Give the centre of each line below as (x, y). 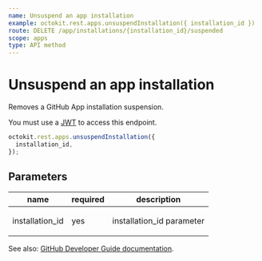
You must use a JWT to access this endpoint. (83, 123)
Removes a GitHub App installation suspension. (86, 107)
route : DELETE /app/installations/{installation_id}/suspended (116, 30)
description (159, 199)
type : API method (37, 45)
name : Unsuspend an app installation (71, 16)
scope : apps (28, 38)
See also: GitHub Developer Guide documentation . (91, 248)
